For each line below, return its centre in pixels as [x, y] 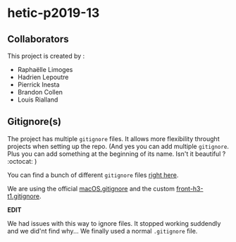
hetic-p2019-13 [54, 13]
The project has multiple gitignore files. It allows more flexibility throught [113, 138]
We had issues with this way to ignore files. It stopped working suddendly [114, 223]
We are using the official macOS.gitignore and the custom [91, 188]
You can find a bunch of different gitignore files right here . [93, 175]
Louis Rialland [38, 99]
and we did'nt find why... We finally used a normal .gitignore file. [103, 231]
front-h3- [190, 188]
